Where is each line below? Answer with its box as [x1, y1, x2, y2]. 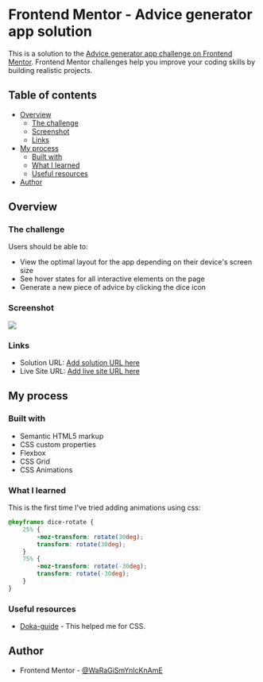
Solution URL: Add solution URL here [19, 358, 141, 368]
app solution [8, 22, 93, 40]
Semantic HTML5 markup [19, 431, 104, 441]
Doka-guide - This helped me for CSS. [19, 622, 145, 631]
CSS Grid [19, 457, 50, 466]
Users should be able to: [8, 242, 89, 252]
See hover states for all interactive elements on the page [19, 274, 205, 283]
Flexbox [19, 448, 46, 457]
